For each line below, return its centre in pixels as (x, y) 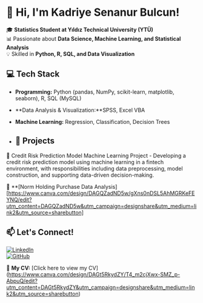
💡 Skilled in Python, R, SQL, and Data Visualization (71, 53)
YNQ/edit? (19, 199)
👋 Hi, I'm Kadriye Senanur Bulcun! (93, 12)
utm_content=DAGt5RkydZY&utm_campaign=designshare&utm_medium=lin (101, 287)
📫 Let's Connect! (40, 232)
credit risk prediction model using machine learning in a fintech (85, 162)
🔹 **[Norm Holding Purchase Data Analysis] (62, 186)
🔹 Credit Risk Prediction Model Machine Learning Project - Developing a (96, 155)
